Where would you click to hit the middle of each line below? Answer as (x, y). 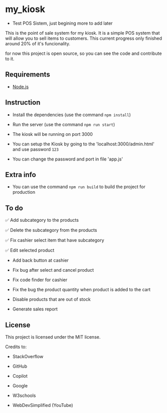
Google (20, 386)
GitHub (20, 366)
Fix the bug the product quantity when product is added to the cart (81, 290)
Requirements (28, 75)
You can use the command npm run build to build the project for (79, 187)
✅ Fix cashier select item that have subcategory (55, 240)
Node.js (21, 87)
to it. (10, 58)
